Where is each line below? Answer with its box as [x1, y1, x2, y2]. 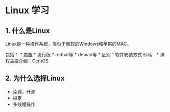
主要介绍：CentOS [9, 58, 48, 64]
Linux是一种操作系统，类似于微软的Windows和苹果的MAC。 [5, 41, 132, 47]
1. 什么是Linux [5, 26, 50, 35]
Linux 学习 [5, 5, 50, 16]
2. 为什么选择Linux [5, 74, 65, 83]
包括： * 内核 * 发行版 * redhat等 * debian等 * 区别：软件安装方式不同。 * [5, 52, 159, 57]
